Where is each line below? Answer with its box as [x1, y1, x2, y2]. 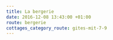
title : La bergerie [6, 8, 54, 15]
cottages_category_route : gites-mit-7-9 [6, 25, 108, 31]
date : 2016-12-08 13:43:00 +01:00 [6, 14, 92, 20]
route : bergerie [6, 19, 46, 25]
